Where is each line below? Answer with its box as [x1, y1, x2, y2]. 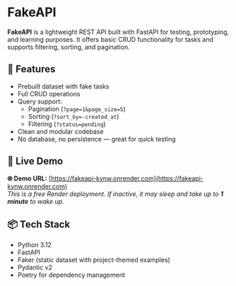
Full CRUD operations [17, 89, 81, 98]
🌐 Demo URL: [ [7, 174, 52, 183]
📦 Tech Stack [7, 218, 71, 230]
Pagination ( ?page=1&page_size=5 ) [28, 104, 126, 113]
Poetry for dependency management [17, 270, 126, 280]
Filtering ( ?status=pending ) [28, 120, 106, 128]
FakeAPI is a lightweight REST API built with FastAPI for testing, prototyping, [7, 28, 230, 36]
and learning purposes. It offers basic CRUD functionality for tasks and [7, 35, 214, 43]
